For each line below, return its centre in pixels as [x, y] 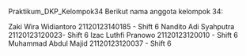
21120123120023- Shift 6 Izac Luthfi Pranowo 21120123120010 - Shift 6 [123, 35]
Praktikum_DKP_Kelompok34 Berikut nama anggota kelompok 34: [116, 11]
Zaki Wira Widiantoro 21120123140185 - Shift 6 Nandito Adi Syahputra [121, 26]
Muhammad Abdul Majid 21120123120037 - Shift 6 [90, 43]
